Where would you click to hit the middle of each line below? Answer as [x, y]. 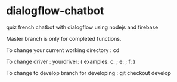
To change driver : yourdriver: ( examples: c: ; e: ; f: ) [71, 61]
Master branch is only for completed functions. [64, 38]
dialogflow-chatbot [55, 11]
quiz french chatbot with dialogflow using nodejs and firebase [82, 27]
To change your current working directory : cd [63, 50]
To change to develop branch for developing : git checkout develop [89, 73]
